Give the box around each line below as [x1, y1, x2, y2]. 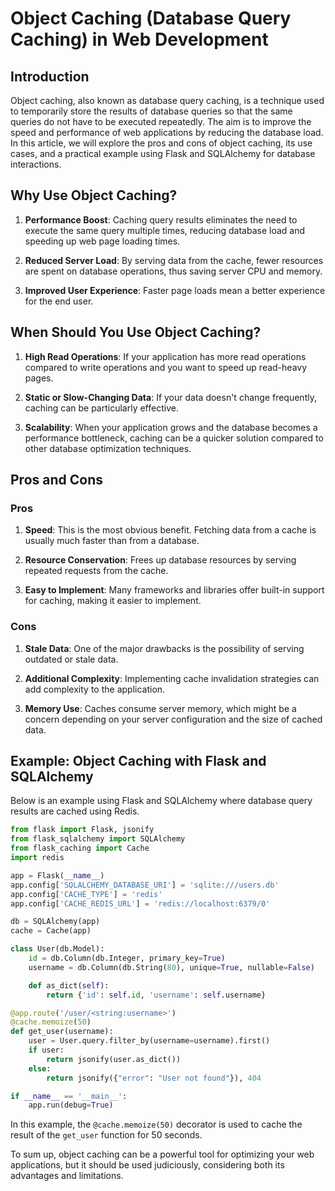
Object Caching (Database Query [10, 7, 292, 30]
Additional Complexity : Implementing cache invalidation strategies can [24, 672, 320, 684]
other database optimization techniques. [24, 442, 192, 454]
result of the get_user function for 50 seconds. [10, 1129, 203, 1141]
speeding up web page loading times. [24, 235, 181, 247]
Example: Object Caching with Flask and [10, 753, 267, 769]
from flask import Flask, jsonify [10, 825, 155, 835]
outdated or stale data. [24, 653, 119, 665]
